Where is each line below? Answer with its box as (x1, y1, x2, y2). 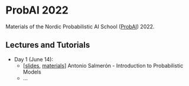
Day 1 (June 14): (14, 55, 54, 62)
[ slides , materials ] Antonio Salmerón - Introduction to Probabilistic (22, 62, 184, 69)
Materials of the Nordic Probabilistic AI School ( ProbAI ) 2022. (5, 23, 155, 30)
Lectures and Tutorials (5, 40, 90, 50)
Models (22, 68, 42, 75)
